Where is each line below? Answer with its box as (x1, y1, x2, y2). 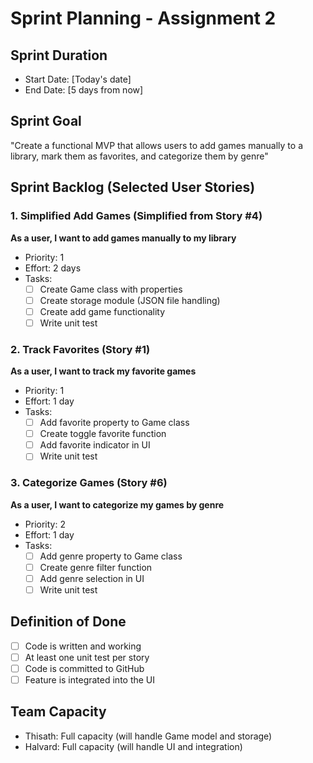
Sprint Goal (10, 113, 82, 130)
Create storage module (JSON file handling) (39, 294, 221, 306)
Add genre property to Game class (39, 550, 183, 562)
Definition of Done (10, 613, 127, 631)
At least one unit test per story (24, 651, 150, 663)
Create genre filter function (39, 561, 153, 573)
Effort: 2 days (24, 262, 82, 274)
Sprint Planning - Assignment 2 (10, 7, 277, 30)
